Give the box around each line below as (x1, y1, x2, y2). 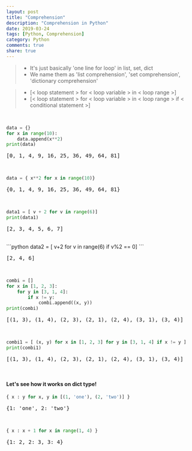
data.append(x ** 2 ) (17, 136, 63, 142)
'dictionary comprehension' (29, 77, 98, 84)
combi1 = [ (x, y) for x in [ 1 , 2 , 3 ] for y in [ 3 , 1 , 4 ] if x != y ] (6, 339, 187, 345)
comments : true (6, 43, 44, 49)
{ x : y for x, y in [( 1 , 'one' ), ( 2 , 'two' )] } (6, 394, 130, 400)
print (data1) (6, 214, 39, 220)
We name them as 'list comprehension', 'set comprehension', (29, 70, 181, 78)
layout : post (6, 8, 39, 15)
